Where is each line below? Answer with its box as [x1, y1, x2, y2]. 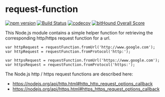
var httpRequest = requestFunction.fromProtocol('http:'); [5, 49, 131, 54]
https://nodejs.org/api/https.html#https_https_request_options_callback [12, 86, 160, 92]
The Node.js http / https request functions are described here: [5, 71, 133, 77]
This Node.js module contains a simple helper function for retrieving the [5, 29, 153, 35]
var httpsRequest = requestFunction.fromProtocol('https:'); [5, 62, 135, 67]
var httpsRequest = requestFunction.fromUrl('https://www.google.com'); [5, 57, 160, 63]
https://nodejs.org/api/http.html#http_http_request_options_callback [12, 80, 153, 86]
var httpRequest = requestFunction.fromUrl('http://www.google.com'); [5, 44, 155, 49]
